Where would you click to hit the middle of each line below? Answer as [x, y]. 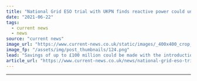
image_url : [19, 45]
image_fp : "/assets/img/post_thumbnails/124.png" [68, 50]
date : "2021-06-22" [30, 17]
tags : [13, 22]
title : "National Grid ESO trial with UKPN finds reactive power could [95, 11]
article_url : [22, 60]
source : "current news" [35, 39]
